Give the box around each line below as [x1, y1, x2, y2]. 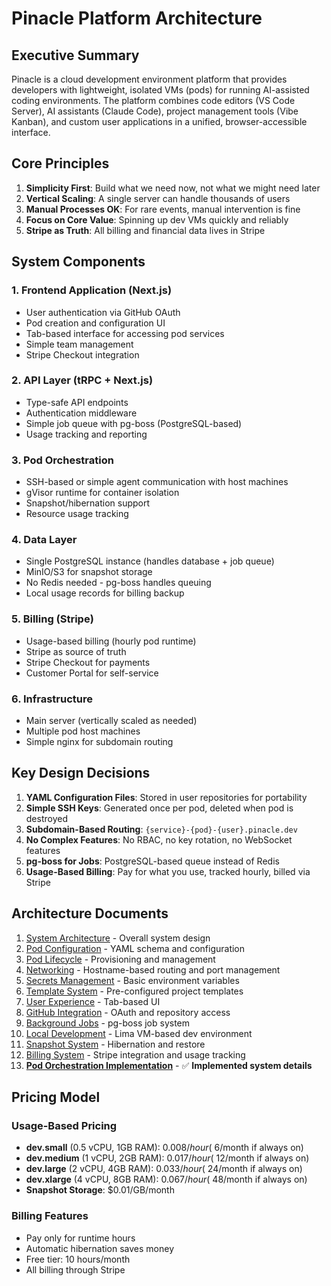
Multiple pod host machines [25, 725, 141, 737]
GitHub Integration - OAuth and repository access [25, 1006, 231, 1018]
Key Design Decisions [11, 765, 151, 782]
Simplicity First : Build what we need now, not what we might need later [25, 182, 321, 194]
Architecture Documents [11, 905, 169, 922]
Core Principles [11, 155, 110, 172]
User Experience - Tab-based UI [25, 995, 161, 1007]
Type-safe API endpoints [25, 396, 129, 408]
